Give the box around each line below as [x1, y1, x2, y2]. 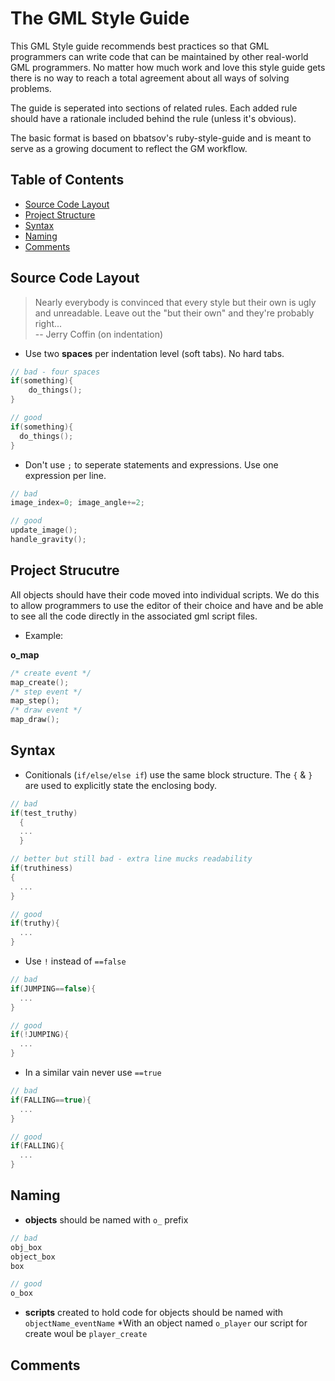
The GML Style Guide [10, 7, 190, 30]
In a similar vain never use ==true [24, 1067, 162, 1079]
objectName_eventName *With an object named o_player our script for [24, 1317, 308, 1329]
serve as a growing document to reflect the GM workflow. [10, 142, 248, 154]
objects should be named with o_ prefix [24, 1213, 189, 1226]
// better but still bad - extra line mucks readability [10, 854, 253, 864]
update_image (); [10, 525, 78, 536]
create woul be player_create [24, 1328, 148, 1340]
